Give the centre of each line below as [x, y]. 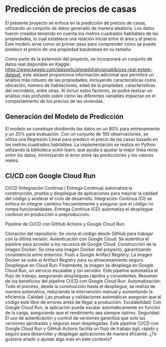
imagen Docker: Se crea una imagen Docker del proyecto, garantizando [78, 249]
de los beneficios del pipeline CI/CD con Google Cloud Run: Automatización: [83, 281]
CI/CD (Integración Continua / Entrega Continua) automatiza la [69, 188]
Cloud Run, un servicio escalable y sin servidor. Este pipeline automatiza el [82, 270]
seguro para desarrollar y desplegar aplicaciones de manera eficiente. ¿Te [81, 334]
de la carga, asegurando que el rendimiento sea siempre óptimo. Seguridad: [83, 312]
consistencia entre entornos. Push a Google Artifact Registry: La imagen [79, 255]
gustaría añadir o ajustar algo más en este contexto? [59, 339]
